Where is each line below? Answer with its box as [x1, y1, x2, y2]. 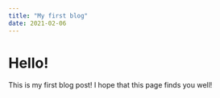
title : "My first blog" [8, 11, 89, 20]
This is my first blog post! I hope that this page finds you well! [8, 80, 213, 90]
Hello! [8, 54, 49, 72]
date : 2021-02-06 [8, 19, 67, 27]
